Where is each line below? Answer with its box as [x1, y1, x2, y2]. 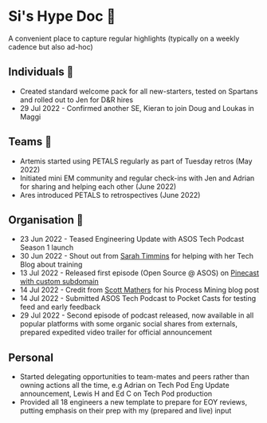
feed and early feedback [19, 302, 101, 312]
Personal [8, 350, 54, 364]
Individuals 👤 [8, 65, 74, 79]
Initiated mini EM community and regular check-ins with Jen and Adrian [19, 173, 255, 183]
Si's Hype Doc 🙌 [8, 7, 116, 26]
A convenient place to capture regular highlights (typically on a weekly [8, 34, 240, 43]
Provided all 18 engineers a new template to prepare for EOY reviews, [19, 397, 248, 407]
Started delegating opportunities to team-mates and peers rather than [19, 372, 249, 381]
